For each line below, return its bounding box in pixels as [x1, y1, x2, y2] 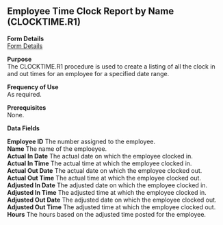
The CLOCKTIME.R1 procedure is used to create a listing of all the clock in [7, 62, 215, 71]
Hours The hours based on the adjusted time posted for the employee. [7, 210, 207, 218]
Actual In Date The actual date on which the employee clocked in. [7, 152, 194, 160]
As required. [7, 90, 42, 98]
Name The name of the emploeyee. [7, 144, 107, 153]
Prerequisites [7, 103, 47, 112]
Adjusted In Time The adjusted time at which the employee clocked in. [7, 188, 207, 196]
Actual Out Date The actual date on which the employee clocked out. [7, 166, 202, 174]
